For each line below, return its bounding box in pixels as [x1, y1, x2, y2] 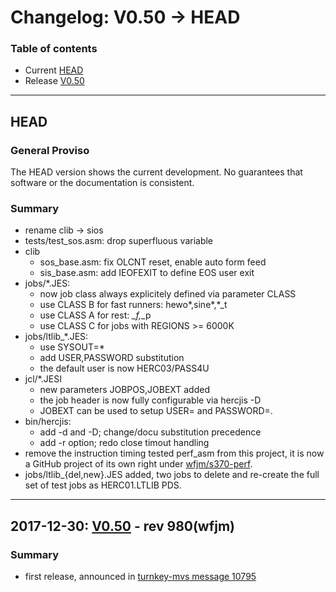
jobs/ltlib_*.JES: [24, 331, 89, 343]
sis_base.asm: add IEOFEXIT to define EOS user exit [39, 267, 255, 279]
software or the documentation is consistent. [10, 177, 195, 189]
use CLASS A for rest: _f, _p [39, 309, 152, 321]
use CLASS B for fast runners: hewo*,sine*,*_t [39, 299, 228, 311]
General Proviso [10, 143, 90, 157]
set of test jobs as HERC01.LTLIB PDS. [24, 479, 182, 491]
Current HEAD [24, 64, 84, 76]
